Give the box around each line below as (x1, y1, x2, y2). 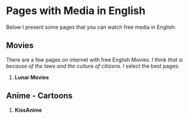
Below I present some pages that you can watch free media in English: (6, 23, 176, 31)
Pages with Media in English (6, 4, 146, 18)
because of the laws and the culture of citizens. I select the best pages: (6, 62, 180, 69)
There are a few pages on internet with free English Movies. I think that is (6, 56, 183, 63)
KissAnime (14, 106, 42, 113)
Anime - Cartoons (6, 91, 73, 101)
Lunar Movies (14, 73, 49, 80)
